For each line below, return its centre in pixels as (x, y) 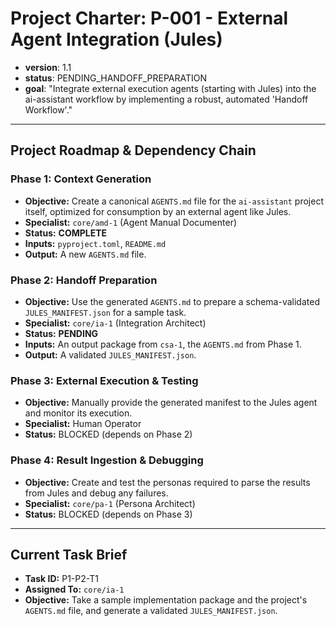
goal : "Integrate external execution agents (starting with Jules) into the (170, 88)
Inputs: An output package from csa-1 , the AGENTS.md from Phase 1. (163, 344)
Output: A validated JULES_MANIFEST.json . (110, 354)
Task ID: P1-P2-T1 (61, 579)
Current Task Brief (69, 554)
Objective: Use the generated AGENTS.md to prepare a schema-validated (172, 301)
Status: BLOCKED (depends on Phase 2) (108, 434)
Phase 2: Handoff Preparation (84, 280)
